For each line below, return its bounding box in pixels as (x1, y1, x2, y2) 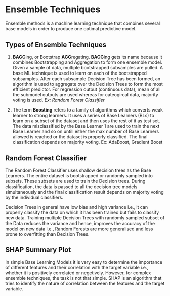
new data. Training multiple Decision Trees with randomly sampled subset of (5, 214, 165, 221)
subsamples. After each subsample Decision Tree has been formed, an (12, 75, 161, 82)
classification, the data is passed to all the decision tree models (5, 183, 138, 190)
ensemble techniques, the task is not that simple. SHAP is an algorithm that (5, 275, 162, 281)
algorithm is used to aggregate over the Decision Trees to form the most (12, 81, 163, 87)
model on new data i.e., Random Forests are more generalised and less (5, 226, 153, 232)
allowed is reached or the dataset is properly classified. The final (12, 133, 148, 140)
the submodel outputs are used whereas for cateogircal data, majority (12, 91, 158, 97)
